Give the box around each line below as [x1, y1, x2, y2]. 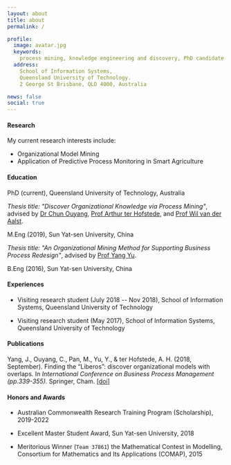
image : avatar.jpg [13, 42, 67, 49]
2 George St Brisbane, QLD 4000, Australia [19, 80, 147, 87]
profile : [7, 35, 33, 42]
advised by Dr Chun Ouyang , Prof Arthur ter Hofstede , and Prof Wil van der [7, 209, 222, 218]
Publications [7, 340, 44, 348]
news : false [7, 93, 41, 100]
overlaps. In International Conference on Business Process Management [7, 369, 214, 378]
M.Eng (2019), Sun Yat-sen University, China [7, 230, 134, 238]
